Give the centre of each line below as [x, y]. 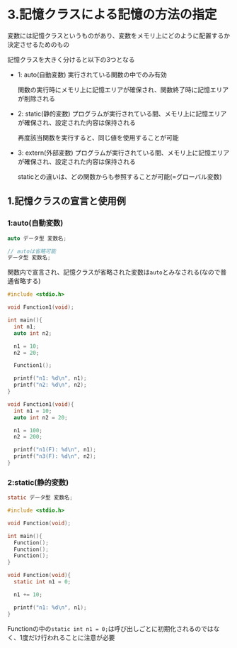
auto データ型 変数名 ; [37, 238]
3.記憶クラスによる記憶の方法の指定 [112, 15]
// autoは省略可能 [32, 251]
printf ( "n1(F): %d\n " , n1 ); [55, 450]
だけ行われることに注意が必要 [71, 637]
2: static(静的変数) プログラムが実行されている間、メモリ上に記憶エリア [122, 114]
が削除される [36, 98]
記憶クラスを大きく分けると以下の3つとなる [71, 59]
